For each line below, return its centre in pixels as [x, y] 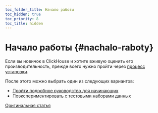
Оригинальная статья [28, 106]
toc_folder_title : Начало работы [40, 10]
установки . [17, 72]
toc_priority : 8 [22, 19]
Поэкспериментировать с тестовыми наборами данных [72, 96]
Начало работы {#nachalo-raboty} [79, 48]
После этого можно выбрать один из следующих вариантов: [70, 81]
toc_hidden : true [23, 14]
